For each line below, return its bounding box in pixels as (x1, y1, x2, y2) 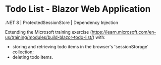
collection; (12, 49, 34, 55)
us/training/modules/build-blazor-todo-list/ (5, 34, 93, 40)
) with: (92, 34, 106, 40)
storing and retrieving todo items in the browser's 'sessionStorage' (12, 43, 149, 49)
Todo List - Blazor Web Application (5, 3, 151, 15)
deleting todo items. (12, 54, 54, 60)
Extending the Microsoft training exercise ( (5, 29, 92, 35)
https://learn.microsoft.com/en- (91, 29, 156, 35)
